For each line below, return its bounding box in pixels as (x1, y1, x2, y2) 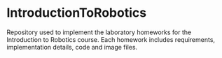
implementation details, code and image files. (6, 43, 138, 51)
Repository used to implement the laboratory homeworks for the (6, 28, 192, 36)
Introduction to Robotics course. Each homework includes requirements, (6, 35, 215, 43)
